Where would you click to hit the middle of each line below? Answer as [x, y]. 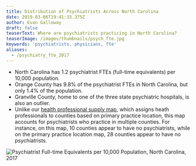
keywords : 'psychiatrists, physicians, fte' [61, 45]
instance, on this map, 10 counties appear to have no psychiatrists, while [102, 128]
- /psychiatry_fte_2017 [40, 55]
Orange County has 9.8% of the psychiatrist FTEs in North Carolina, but [101, 84]
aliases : [17, 50]
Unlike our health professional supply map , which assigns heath [92, 109]
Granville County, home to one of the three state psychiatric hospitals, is [102, 97]
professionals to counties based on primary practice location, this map [100, 116]
